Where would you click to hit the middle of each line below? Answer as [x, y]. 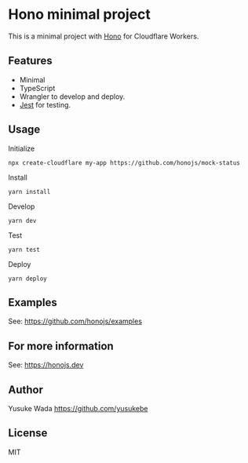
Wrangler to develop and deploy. [72, 97]
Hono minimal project [80, 15]
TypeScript [37, 88]
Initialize [22, 148]
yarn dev [22, 221]
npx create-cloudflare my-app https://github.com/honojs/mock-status [124, 162]
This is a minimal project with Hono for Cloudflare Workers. [104, 36]
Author [26, 390]
